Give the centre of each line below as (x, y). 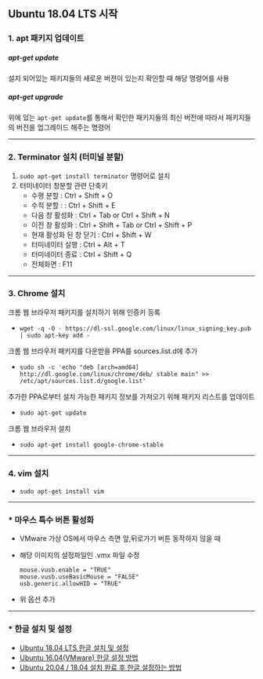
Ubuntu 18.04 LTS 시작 (63, 14)
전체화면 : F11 (52, 264)
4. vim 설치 (29, 473)
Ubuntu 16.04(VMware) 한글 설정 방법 (79, 657)
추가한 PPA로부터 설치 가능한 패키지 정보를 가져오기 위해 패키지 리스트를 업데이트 (131, 396)
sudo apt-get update (53, 413)
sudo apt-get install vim (61, 492)
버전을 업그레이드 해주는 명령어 (63, 127)
